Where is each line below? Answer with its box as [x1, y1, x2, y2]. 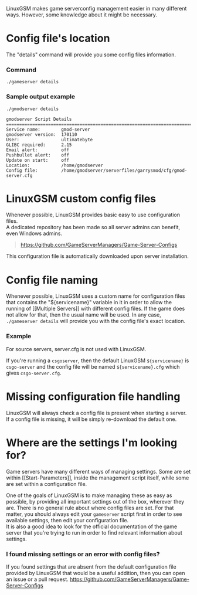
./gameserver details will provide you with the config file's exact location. [6, 318, 186, 325]
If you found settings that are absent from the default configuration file [6, 563, 177, 570]
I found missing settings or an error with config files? [6, 550, 160, 558]
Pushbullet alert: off [6, 152, 69, 158]
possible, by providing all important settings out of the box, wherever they [6, 498, 185, 505]
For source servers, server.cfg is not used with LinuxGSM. [6, 345, 147, 352]
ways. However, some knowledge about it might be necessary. [6, 11, 157, 18]
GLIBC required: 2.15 [6, 142, 72, 148]
